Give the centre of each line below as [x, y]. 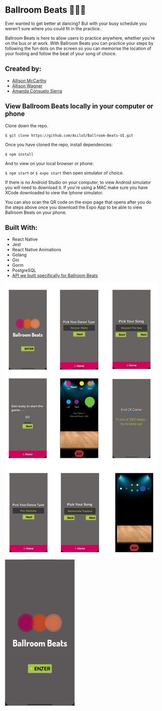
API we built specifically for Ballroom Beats [55, 276]
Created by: [23, 69]
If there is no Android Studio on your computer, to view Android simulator [78, 182]
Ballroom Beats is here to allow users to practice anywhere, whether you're [80, 38]
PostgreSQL [24, 270]
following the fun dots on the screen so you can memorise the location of [78, 48]
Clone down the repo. [27, 126]
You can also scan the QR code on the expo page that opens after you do [78, 202]
